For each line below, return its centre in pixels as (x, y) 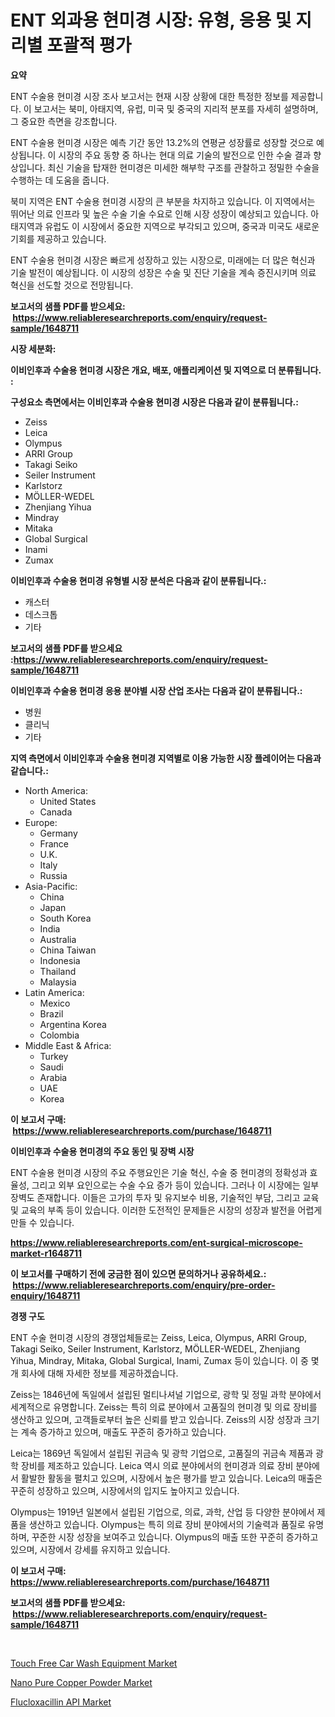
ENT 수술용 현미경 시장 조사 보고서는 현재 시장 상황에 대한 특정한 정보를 (149, 96)
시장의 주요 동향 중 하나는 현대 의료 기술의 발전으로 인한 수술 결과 (185, 155)
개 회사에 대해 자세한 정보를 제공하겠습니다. (94, 1373)
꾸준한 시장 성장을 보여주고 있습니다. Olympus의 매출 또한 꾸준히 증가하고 (175, 1537)
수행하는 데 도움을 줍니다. (60, 180)
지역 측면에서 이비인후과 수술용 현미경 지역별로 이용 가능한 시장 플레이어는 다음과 (166, 758)
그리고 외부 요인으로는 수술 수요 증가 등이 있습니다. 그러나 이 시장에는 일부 (175, 1185)
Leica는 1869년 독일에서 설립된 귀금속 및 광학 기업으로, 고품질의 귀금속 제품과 (162, 1453)
